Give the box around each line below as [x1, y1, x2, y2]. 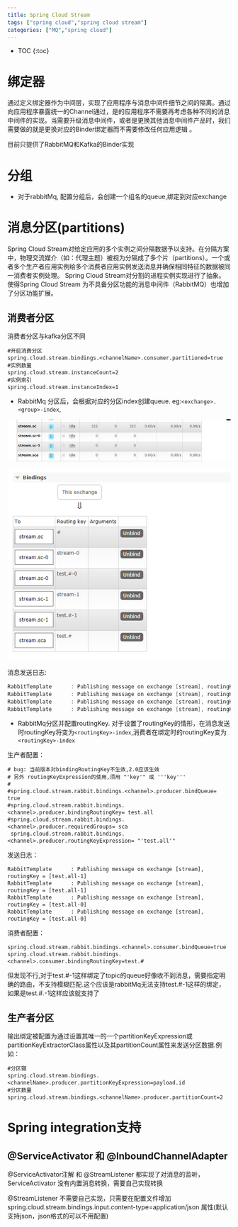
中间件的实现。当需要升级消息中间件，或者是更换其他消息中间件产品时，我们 [7, 116, 231, 125]
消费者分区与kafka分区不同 [7, 332, 86, 340]
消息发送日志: [7, 668, 47, 676]
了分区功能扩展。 [7, 289, 57, 298]
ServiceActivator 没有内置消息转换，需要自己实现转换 [7, 1179, 163, 1187]
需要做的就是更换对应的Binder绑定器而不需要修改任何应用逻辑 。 [7, 125, 196, 134]
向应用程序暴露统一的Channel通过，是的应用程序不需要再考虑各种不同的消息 [7, 107, 230, 116]
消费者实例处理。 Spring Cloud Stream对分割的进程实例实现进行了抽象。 [13, 271, 225, 280]
